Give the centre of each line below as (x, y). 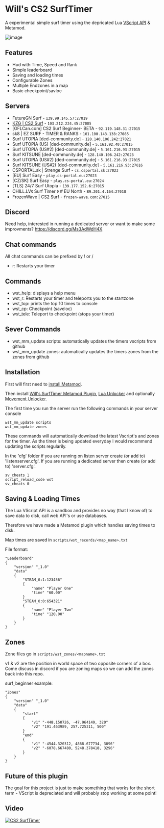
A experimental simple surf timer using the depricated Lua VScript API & (78, 23)
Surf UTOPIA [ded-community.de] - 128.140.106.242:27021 (71, 139)
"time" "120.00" (48, 614)
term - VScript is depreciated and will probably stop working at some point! (81, 793)
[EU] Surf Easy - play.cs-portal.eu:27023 (54, 175)
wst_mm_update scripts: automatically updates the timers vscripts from (84, 341)
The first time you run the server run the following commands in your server (82, 408)
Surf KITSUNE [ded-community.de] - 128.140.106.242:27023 (73, 154)
